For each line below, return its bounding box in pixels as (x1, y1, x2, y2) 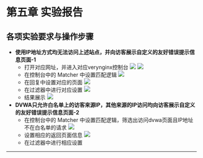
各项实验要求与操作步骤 (6, 31, 94, 42)
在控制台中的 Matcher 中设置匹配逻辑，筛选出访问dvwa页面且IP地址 (24, 116, 193, 124)
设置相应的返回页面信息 (24, 131, 83, 139)
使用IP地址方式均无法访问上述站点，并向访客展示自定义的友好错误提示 (14, 49, 190, 55)
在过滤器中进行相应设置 (24, 139, 83, 146)
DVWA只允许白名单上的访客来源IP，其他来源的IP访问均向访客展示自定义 (14, 101, 195, 109)
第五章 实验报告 (6, 5, 83, 19)
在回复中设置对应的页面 (24, 79, 83, 86)
